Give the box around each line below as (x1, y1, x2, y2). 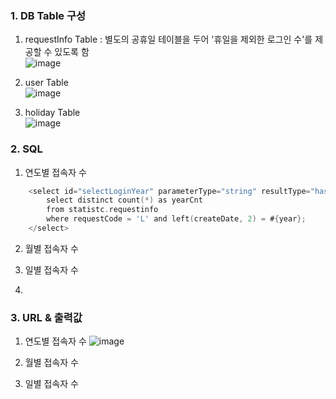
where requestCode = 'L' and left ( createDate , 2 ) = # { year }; (46, 214, 307, 224)
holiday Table (24, 107, 81, 119)
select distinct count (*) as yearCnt (46, 195, 203, 206)
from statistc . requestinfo (46, 205, 159, 215)
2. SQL (10, 142, 43, 156)
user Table (24, 77, 69, 89)
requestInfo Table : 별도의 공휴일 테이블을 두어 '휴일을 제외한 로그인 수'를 (24, 33, 313, 46)
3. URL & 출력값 (10, 310, 83, 324)
